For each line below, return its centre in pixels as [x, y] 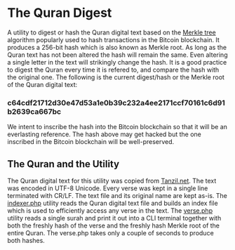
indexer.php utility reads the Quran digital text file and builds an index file [113, 203]
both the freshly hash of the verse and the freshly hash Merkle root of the [113, 225]
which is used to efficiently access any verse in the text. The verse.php [110, 211]
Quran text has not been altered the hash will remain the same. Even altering [117, 55]
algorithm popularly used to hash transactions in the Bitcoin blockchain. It [113, 39]
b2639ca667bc [34, 112]
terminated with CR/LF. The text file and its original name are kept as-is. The [117, 196]
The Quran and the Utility [63, 164]
